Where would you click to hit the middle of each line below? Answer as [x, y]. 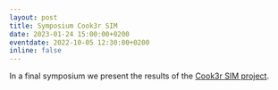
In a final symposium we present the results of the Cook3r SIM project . [139, 76]
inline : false [36, 51]
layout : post [34, 17]
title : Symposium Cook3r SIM [63, 26]
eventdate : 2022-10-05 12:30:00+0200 [80, 42]
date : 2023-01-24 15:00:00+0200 [69, 34]
